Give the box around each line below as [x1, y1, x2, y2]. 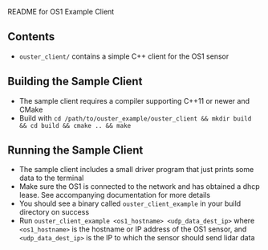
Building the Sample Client [7, 75, 143, 88]
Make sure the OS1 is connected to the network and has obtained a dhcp [18, 182, 260, 191]
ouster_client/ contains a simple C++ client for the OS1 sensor [18, 51, 229, 61]
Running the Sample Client [7, 144, 144, 158]
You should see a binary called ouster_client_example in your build [18, 199, 242, 208]
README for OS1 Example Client [7, 7, 115, 16]
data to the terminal [18, 173, 84, 183]
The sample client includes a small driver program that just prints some [18, 165, 254, 174]
